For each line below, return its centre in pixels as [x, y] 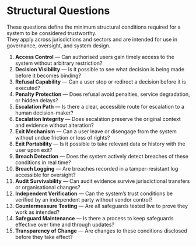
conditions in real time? [43, 162]
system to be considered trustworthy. [52, 33]
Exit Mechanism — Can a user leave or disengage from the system [96, 131]
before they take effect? [44, 237]
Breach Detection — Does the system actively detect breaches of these [102, 156]
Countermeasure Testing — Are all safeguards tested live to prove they [101, 206]
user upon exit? [34, 150]
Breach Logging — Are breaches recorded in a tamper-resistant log [97, 168]
